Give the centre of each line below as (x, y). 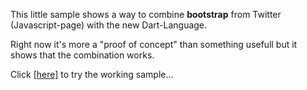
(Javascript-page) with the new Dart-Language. (109, 25)
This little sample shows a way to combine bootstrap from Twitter (146, 14)
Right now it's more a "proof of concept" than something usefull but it (154, 44)
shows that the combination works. (82, 55)
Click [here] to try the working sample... (92, 74)
